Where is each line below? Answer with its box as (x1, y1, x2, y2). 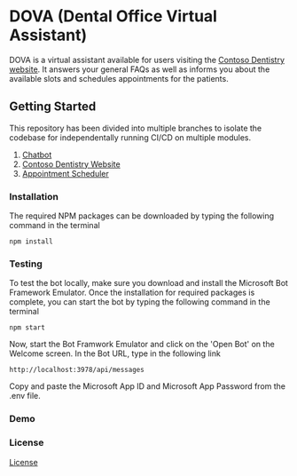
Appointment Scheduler (21, 168, 109, 178)
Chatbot (21, 149, 52, 160)
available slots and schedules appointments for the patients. (9, 73, 229, 83)
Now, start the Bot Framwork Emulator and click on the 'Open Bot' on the (9, 339, 275, 350)
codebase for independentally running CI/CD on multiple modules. (9, 131, 251, 143)
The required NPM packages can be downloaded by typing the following (9, 210, 275, 221)
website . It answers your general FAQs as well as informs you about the (9, 64, 270, 75)
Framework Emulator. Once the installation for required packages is (9, 287, 255, 298)
